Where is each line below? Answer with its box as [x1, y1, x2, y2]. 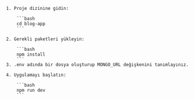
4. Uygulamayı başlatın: [6, 72, 66, 78]
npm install [16, 51, 45, 57]
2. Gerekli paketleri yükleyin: [6, 36, 84, 42]
